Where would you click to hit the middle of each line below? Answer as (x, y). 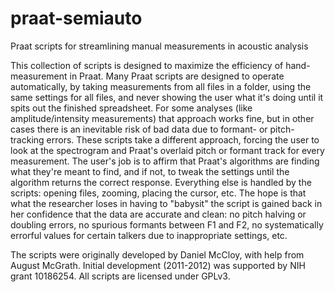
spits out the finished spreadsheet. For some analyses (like (131, 108)
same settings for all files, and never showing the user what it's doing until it (167, 97)
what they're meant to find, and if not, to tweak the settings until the (150, 171)
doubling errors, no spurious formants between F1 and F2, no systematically (167, 224)
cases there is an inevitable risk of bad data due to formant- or (139, 129)
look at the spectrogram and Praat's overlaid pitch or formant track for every (167, 150)
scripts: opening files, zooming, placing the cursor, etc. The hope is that (158, 193)
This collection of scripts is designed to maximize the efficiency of (147, 65)
